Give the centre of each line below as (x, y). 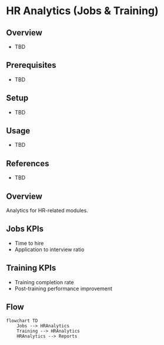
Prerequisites (31, 65)
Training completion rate (44, 282)
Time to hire (29, 243)
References (28, 163)
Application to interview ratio (49, 249)
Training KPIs (31, 268)
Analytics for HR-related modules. (47, 211)
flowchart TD (22, 321)
